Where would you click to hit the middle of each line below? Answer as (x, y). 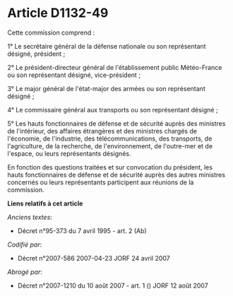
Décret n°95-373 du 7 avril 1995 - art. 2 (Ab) (82, 230)
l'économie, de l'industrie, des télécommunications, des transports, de (110, 138)
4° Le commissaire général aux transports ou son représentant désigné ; (113, 109)
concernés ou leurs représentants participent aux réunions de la (101, 182)
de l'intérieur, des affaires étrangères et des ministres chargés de (102, 131)
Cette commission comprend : (51, 32)
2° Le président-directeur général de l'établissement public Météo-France (115, 67)
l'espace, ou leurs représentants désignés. (69, 153)
